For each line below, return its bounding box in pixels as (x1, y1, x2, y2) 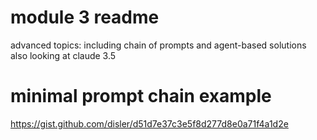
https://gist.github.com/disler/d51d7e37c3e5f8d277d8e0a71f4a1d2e (10, 117, 289, 130)
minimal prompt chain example (10, 85, 272, 108)
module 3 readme (10, 6, 160, 29)
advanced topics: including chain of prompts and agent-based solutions (10, 39, 307, 51)
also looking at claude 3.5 (10, 49, 117, 61)
